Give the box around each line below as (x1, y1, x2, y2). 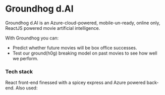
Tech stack (5, 68, 33, 75)
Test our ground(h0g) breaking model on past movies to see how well (12, 50, 157, 56)
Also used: (15, 85, 38, 91)
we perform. (12, 55, 39, 61)
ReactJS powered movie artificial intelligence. (5, 25, 100, 31)
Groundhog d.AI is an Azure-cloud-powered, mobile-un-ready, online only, (5, 20, 160, 26)
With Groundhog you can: (5, 35, 59, 41)
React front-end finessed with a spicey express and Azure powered (5, 79, 146, 86)
